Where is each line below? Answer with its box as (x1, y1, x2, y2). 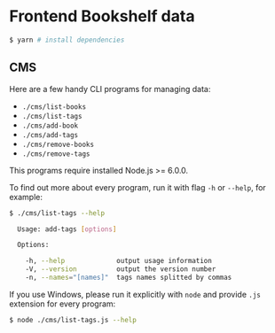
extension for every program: (9, 298, 116, 309)
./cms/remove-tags (21, 149, 90, 159)
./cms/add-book (21, 121, 79, 130)
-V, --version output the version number (25, 265, 216, 274)
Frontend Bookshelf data (9, 6, 195, 27)
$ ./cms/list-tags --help (9, 208, 105, 218)
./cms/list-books (21, 102, 87, 112)
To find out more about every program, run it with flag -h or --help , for (9, 182, 266, 192)
